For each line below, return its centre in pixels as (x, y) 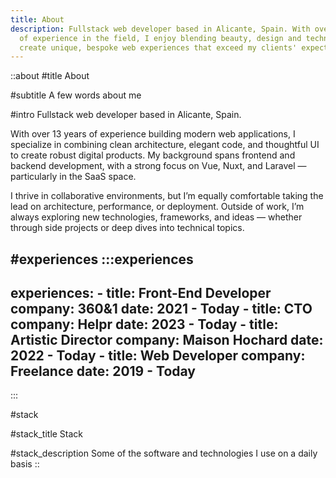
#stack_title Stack (47, 434)
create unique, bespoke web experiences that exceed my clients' (158, 47)
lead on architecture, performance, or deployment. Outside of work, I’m (157, 207)
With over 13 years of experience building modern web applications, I (153, 134)
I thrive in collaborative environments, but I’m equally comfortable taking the (167, 196)
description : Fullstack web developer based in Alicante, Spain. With (160, 29)
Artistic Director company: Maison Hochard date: (167, 340)
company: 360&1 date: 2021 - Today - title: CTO (161, 309)
